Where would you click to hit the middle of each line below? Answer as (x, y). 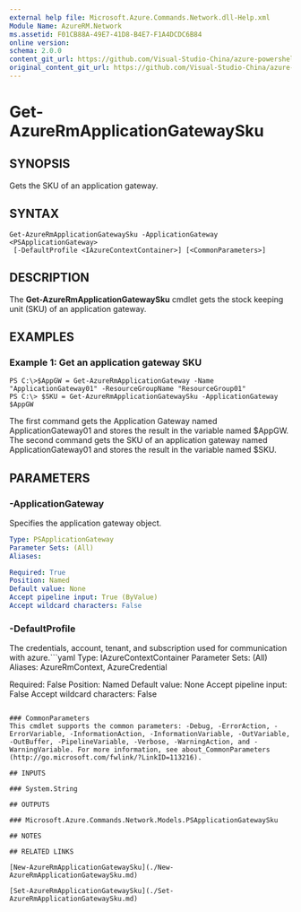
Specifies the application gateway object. (86, 523)
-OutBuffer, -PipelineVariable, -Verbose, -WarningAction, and (130, 742)
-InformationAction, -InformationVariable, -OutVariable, (180, 734)
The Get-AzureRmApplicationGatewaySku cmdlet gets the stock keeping (146, 299)
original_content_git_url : (60, 68)
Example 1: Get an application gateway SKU (106, 362)
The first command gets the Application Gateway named (113, 421)
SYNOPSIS (40, 164)
